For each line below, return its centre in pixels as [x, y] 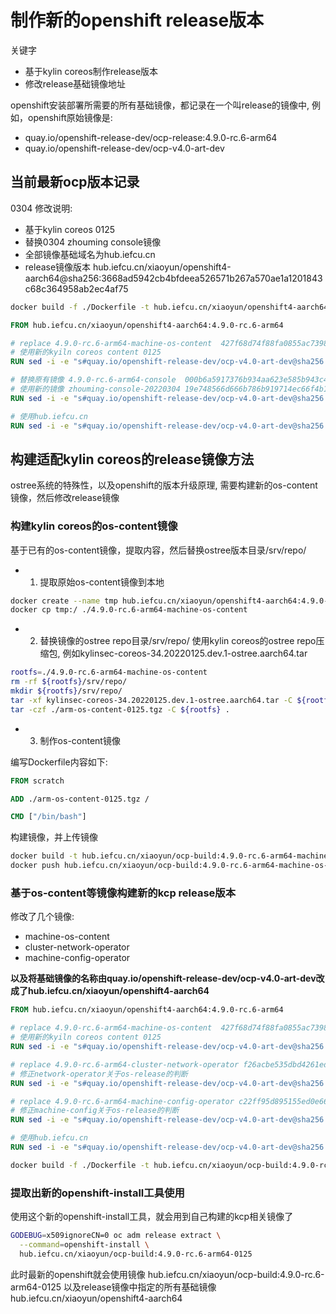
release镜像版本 [58, 267]
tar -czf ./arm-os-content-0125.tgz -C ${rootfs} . [120, 709]
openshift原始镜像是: [70, 117]
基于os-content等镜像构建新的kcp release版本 [123, 893]
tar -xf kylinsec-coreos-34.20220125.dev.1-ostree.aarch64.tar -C [151, 700]
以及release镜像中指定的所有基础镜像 [140, 1287]
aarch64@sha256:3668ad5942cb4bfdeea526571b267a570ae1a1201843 [173, 278]
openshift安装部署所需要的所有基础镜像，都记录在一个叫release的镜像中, [160, 105]
